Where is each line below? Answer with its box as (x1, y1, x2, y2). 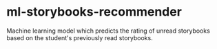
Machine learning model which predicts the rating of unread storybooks (6, 27, 211, 35)
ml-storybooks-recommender (6, 4, 182, 20)
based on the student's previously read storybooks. (6, 33, 153, 42)
